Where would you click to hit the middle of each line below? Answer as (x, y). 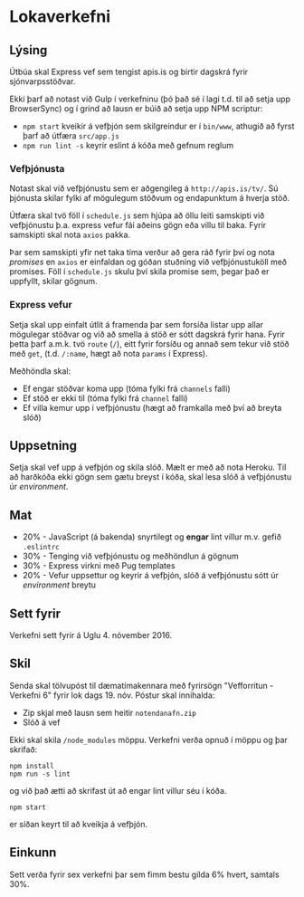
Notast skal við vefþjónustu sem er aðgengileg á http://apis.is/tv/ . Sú (144, 188)
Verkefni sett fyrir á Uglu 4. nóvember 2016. (91, 635)
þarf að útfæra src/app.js (71, 136)
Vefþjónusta (37, 168)
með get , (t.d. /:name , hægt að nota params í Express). (109, 353)
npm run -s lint (40, 774)
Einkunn (33, 853)
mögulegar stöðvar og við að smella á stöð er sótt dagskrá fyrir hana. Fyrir (147, 334)
